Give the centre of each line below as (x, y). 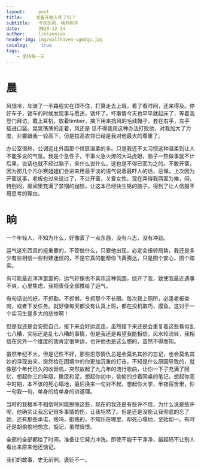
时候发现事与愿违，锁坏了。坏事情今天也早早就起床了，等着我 (119, 113)
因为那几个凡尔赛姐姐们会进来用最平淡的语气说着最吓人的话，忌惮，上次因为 (100, 171)
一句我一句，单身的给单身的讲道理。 (51, 391)
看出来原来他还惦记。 (32, 447)
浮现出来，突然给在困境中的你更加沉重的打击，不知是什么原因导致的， (103, 361)
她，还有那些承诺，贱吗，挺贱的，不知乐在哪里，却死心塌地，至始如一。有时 (100, 419)
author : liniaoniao (36, 34)
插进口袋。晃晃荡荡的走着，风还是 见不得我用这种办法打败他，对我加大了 (96, 128)
